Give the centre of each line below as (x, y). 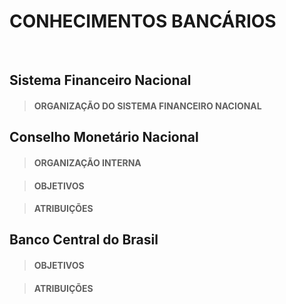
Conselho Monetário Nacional (104, 137)
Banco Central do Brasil (84, 240)
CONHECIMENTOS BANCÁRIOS (143, 21)
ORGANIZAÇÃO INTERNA (87, 162)
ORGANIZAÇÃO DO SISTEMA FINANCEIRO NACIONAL (147, 106)
